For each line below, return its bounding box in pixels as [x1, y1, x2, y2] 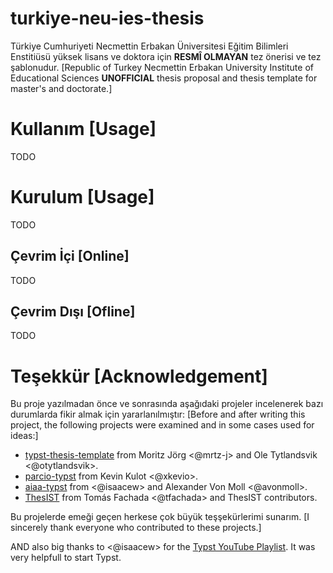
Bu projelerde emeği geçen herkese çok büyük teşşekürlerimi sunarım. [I [10, 511, 310, 523]
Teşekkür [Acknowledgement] [10, 365, 268, 387]
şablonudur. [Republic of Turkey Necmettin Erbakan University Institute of [10, 61, 314, 73]
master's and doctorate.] [10, 82, 113, 94]
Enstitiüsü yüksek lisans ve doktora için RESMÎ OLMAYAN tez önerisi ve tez [10, 50, 322, 62]
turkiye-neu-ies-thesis [10, 7, 205, 30]
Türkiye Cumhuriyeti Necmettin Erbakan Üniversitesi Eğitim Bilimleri [10, 40, 289, 52]
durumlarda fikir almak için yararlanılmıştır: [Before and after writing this [10, 408, 306, 421]
